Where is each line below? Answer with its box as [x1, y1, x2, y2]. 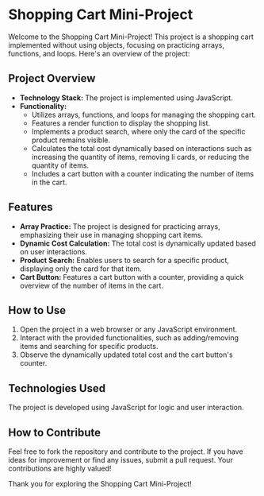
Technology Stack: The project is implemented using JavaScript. [19, 93, 234, 103]
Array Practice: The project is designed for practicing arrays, [19, 221, 220, 231]
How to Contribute [8, 425, 101, 439]
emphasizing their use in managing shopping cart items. [19, 230, 204, 239]
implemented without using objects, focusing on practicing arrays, [8, 40, 224, 49]
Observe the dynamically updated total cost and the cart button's [19, 350, 233, 359]
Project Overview [8, 72, 96, 85]
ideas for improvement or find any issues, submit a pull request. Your [8, 455, 234, 464]
